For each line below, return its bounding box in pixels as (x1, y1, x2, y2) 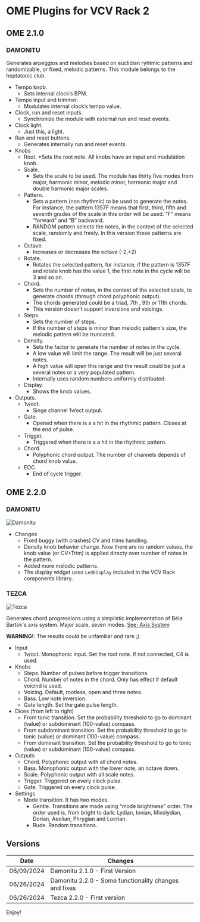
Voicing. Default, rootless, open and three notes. (23, 688, 143, 695)
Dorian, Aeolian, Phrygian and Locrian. (32, 815, 127, 822)
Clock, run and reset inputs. (14, 109, 83, 116)
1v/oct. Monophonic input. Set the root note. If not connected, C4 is (23, 650, 189, 657)
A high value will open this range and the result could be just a (32, 362, 186, 369)
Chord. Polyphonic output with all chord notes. (23, 758, 138, 765)
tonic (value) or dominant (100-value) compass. (23, 732, 140, 740)
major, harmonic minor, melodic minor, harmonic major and (32, 178, 177, 185)
